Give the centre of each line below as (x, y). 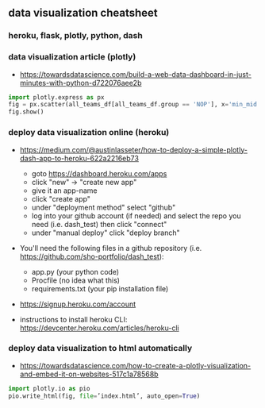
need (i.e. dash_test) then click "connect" (99, 224)
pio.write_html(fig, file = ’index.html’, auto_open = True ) (104, 396)
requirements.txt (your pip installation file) (100, 288)
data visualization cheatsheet (83, 13)
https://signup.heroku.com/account (78, 304)
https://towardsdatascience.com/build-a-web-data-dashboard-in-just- (136, 74)
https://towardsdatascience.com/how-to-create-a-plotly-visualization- (135, 365)
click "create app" (61, 198)
